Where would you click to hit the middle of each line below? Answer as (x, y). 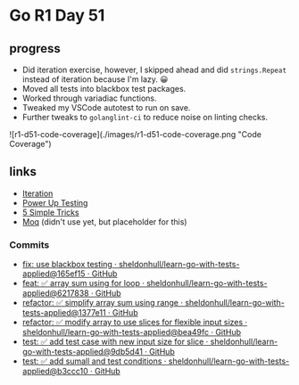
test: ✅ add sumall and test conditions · (94, 361)
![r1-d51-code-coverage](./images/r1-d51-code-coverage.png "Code (135, 134)
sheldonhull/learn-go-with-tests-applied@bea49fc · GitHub (132, 332)
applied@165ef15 (54, 274)
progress (35, 49)
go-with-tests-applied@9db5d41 (82, 352)
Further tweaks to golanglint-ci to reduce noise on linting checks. (145, 117)
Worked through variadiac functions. (90, 98)
